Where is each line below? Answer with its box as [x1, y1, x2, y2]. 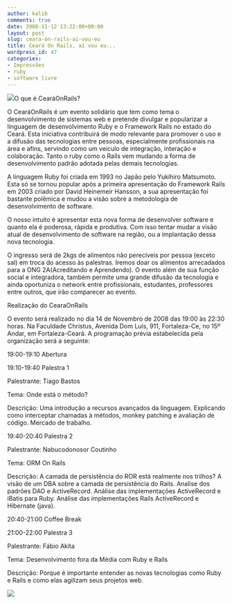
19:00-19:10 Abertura [7, 350, 67, 359]
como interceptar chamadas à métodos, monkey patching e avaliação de [7, 411, 215, 420]
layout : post [7, 29, 45, 37]
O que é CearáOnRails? [14, 94, 81, 103]
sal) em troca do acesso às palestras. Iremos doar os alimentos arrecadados [7, 258, 226, 267]
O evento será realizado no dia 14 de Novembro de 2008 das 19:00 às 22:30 [7, 314, 225, 323]
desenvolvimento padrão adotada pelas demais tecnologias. [7, 159, 179, 168]
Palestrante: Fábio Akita [7, 542, 75, 551]
